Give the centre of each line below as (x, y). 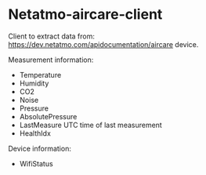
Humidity (34, 83)
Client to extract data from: (52, 36)
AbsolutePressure (48, 116)
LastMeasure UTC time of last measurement (90, 125)
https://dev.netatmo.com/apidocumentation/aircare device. (103, 44)
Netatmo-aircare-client (85, 15)
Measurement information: (51, 60)
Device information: (40, 148)
